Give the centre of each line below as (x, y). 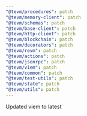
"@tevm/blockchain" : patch (39, 39)
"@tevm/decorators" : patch (39, 45)
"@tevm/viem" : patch (31, 67)
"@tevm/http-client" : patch (41, 34)
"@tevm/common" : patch (34, 73)
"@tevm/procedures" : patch (39, 12)
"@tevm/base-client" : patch (41, 28)
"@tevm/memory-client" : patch (43, 17)
